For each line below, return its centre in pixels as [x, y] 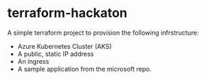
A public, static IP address [56, 54]
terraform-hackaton [67, 13]
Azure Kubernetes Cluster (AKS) [64, 46]
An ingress [33, 61]
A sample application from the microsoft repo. [85, 69]
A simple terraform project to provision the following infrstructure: [103, 33]
